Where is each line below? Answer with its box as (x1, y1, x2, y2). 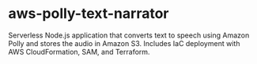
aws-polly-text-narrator (8, 5, 169, 23)
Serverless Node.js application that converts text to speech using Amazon (8, 30, 250, 40)
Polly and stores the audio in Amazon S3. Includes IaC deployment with (8, 38, 240, 48)
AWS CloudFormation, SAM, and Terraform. (8, 47, 150, 56)
